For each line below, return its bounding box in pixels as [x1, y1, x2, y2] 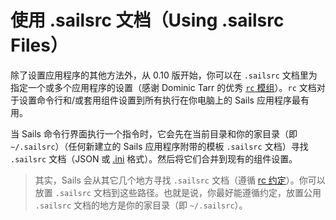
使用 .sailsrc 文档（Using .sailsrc [10, 9, 285, 32]
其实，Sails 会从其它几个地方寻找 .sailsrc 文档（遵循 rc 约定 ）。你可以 [34, 174, 326, 186]
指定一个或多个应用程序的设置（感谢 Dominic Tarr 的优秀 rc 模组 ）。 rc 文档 [10, 81, 317, 93]
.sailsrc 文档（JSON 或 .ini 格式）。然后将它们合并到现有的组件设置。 [10, 152, 298, 165]
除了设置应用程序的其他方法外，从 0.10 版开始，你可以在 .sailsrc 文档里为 [10, 69, 318, 81]
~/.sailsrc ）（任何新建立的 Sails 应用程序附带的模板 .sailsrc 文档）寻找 [10, 140, 309, 152]
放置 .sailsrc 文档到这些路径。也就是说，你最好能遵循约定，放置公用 [34, 186, 322, 198]
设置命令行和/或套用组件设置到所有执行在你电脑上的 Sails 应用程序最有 [18, 94, 310, 106]
